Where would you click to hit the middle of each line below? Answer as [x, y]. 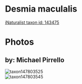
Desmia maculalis [41, 9]
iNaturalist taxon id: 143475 [32, 22]
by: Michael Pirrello [35, 60]
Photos [20, 42]
